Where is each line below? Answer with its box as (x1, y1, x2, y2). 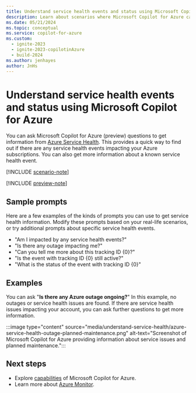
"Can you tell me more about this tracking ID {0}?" (14, 249, 135, 256)
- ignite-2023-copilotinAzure (11, 47, 85, 53)
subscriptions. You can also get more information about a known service (6, 151, 180, 158)
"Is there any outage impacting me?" (14, 242, 103, 249)
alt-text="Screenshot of (129, 329, 187, 336)
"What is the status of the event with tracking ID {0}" (14, 261, 141, 268)
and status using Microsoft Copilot (6, 101, 177, 114)
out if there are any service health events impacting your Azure (6, 144, 157, 152)
